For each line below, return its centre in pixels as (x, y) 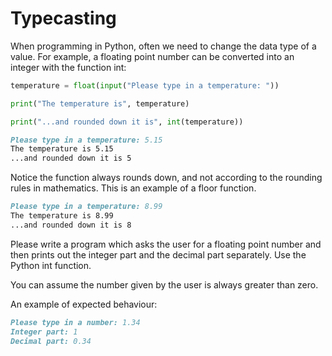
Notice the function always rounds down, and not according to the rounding (166, 178)
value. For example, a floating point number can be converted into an (152, 56)
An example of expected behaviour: (84, 304)
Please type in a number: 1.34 (75, 322)
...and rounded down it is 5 (71, 158)
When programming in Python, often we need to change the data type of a (163, 46)
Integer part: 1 (44, 332)
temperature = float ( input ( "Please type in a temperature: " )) (145, 85)
